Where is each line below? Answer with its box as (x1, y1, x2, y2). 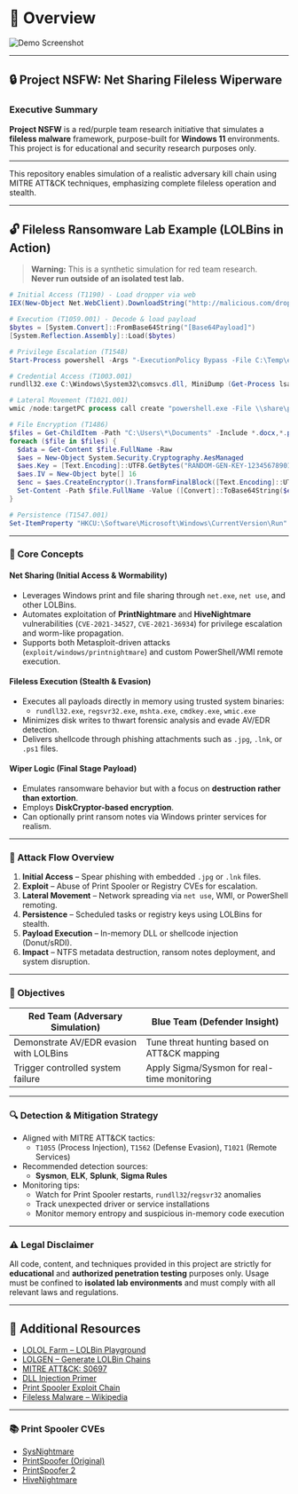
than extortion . (21, 793, 79, 803)
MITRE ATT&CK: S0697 (21, 1364, 108, 1374)
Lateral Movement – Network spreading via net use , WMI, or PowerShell (21, 890, 288, 901)
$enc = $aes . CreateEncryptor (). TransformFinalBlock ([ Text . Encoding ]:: (17, 478, 284, 487)
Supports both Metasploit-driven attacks (21, 636, 171, 647)
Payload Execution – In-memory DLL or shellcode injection (21, 928, 239, 939)
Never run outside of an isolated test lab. (30, 273, 184, 284)
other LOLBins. (21, 599, 77, 610)
